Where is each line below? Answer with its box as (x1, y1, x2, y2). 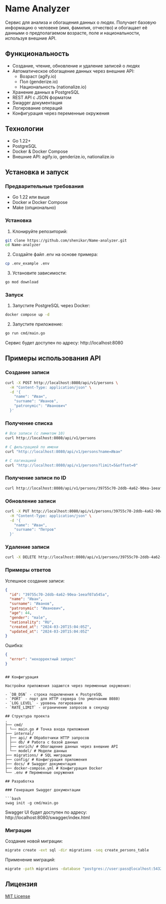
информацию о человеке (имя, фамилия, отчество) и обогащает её (5, 24, 148, 30)
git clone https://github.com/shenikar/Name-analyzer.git (5, 238, 127, 243)
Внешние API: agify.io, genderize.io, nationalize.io (12, 153, 115, 159)
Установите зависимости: (12, 270, 67, 276)
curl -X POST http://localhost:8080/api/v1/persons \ (5, 380, 119, 385)
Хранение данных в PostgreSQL (12, 89, 80, 95)
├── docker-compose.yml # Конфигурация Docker (5, 766, 103, 771)
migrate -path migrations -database (5, 866, 81, 871)
